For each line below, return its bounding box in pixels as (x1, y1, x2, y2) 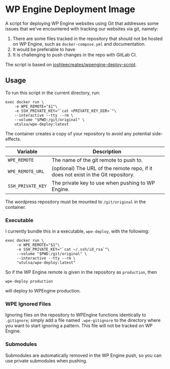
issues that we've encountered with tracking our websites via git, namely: (5, 25, 158, 31)
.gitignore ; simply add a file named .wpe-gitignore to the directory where (5, 317, 161, 323)
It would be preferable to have (12, 46, 76, 52)
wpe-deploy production (5, 279, 53, 284)
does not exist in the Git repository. (51, 171, 135, 178)
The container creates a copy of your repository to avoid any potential (5, 130, 151, 136)
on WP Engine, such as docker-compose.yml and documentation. (12, 41, 146, 47)
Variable (17, 148, 38, 155)
